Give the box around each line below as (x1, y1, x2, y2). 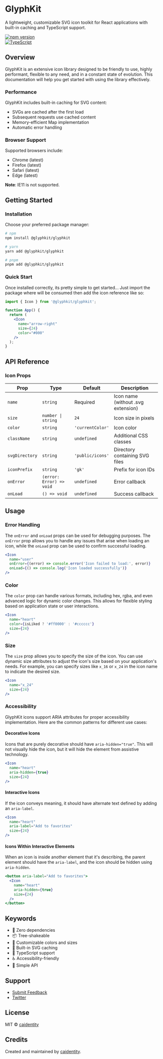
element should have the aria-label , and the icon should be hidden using (5, 859, 152, 865)
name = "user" (9, 557, 34, 562)
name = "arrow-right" (17, 321, 57, 326)
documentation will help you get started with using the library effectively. (5, 76, 151, 82)
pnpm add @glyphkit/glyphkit (5, 262, 64, 267)
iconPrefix (7, 467, 33, 472)
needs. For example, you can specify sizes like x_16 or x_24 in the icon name (5, 664, 158, 670)
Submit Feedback (12, 989, 48, 995)
